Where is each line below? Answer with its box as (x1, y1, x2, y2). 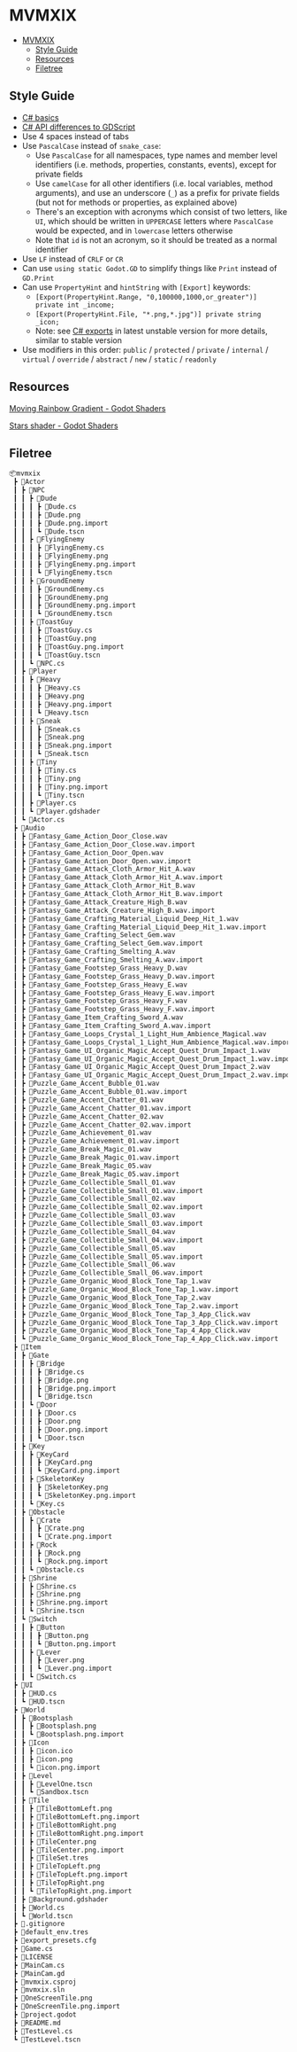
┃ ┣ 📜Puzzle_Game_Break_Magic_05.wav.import (12, 1169, 179, 1179)
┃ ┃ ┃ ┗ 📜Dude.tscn (12, 527, 86, 536)
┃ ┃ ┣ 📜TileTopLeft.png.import (12, 1870, 128, 1879)
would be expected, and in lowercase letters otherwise (34, 225, 233, 236)
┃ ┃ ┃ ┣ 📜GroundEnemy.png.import (12, 601, 137, 610)
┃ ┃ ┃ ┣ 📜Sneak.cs (12, 724, 81, 734)
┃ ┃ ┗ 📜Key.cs (12, 1499, 65, 1508)
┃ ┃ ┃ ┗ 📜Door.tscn (12, 1433, 86, 1442)
